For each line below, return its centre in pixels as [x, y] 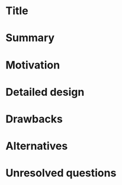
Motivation [33, 65]
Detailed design [45, 92]
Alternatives [37, 146]
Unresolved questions [61, 173]
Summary [30, 38]
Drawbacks [34, 119]
